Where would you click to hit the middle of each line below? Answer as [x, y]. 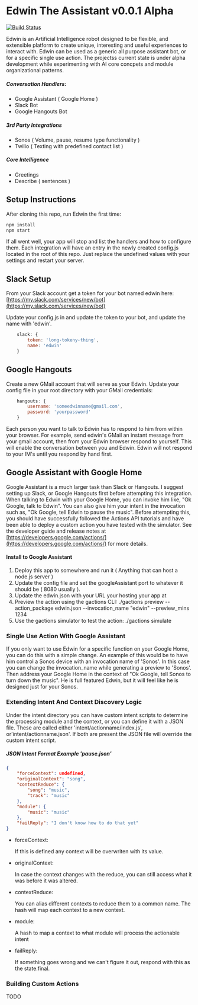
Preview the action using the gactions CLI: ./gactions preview [89, 602]
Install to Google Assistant [39, 557]
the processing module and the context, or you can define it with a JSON [95, 721]
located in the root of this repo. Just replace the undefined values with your [98, 254]
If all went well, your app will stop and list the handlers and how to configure [99, 242]
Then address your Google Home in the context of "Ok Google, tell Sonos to [98, 674]
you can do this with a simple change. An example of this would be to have [97, 655]
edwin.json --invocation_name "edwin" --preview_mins [122, 608]
